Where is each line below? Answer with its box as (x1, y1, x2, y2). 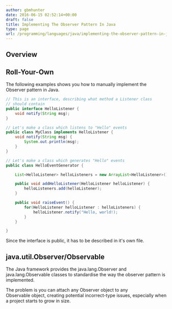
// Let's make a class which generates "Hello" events (6, 158, 125, 163)
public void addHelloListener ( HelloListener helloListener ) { (15, 181, 150, 187)
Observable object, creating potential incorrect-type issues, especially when (6, 293, 167, 299)
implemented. (6, 277, 35, 283)
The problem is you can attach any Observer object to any (6, 287, 128, 293)
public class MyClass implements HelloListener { (6, 130, 114, 135)
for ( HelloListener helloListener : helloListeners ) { (24, 204, 141, 210)
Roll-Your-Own (6, 68, 54, 76)
